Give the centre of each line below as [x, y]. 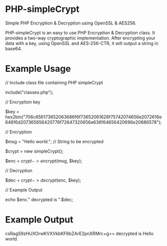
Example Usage [38, 69]
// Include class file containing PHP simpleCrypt [54, 82]
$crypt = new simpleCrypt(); [34, 151]
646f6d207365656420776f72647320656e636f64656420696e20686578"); [83, 122]
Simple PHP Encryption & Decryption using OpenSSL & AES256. [71, 23]
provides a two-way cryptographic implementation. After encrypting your [80, 38]
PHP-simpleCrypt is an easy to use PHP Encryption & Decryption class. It [80, 32]
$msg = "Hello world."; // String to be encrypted [54, 141]
